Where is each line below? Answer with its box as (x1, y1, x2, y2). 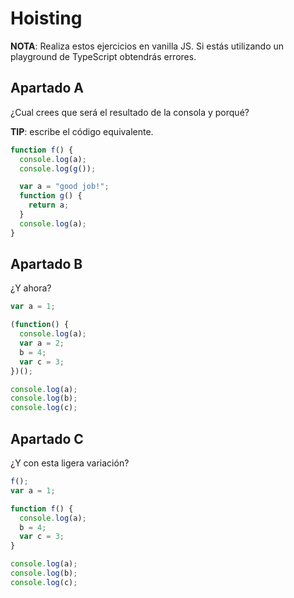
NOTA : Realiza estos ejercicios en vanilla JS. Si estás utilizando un (10, 40, 285, 52)
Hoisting (10, 7, 83, 30)
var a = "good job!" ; (19, 182, 110, 192)
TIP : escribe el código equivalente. (10, 125, 154, 137)
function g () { (19, 191, 83, 201)
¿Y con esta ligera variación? (10, 457, 130, 469)
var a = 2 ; (19, 338, 65, 349)
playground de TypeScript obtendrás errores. (10, 50, 197, 62)
